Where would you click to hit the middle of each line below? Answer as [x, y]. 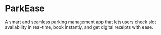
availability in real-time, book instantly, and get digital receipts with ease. [79, 27]
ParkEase [25, 9]
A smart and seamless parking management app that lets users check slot [80, 22]
